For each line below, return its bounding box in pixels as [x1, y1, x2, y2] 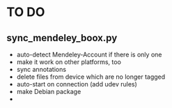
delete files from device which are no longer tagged [16, 72, 166, 81]
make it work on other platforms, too [16, 58, 121, 66]
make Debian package [16, 88, 81, 95]
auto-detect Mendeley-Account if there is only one [16, 50, 162, 59]
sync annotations [16, 65, 67, 73]
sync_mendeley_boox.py [6, 32, 118, 44]
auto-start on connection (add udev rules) [16, 80, 137, 88]
